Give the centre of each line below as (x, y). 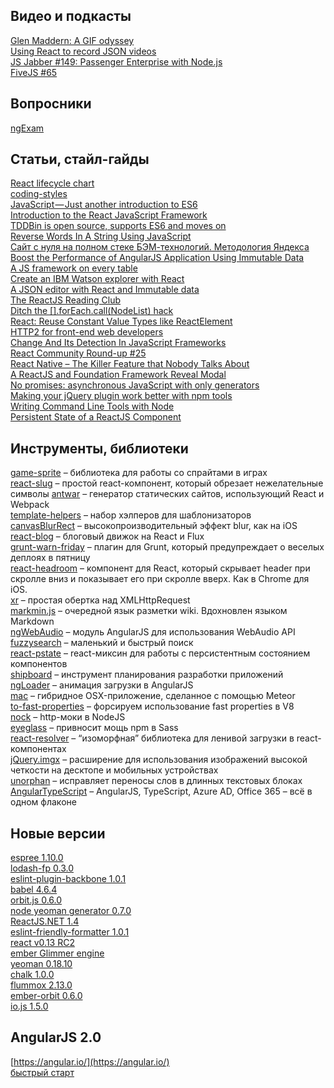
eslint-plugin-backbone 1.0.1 (68, 879)
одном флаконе (43, 802)
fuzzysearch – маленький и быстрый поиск (102, 643)
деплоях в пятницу (50, 558)
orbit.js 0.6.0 (36, 900)
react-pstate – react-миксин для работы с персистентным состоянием (160, 653)
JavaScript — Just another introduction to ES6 (104, 205)
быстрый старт (42, 1072)
